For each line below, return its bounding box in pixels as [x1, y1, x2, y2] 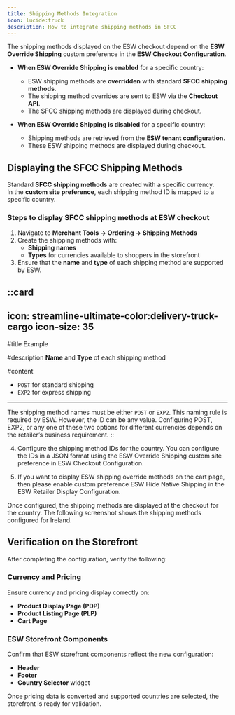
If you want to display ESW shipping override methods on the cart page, [17, 472, 225, 481]
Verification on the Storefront [7, 536, 138, 548]
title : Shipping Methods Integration [7, 10, 117, 18]
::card [7, 286, 34, 298]
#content [7, 367, 34, 375]
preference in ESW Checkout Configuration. [17, 458, 145, 467]
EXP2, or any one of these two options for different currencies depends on [7, 423, 222, 431]
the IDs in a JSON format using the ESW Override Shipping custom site [17, 451, 222, 460]
